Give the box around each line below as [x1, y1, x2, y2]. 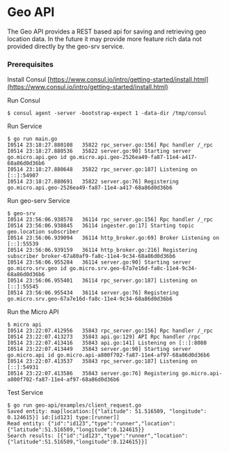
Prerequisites [7, 59, 54, 69]
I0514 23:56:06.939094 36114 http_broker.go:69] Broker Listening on [7, 234, 219, 241]
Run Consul [7, 96, 40, 105]
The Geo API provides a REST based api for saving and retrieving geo [7, 27, 207, 36]
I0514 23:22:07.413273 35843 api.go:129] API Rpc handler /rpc [7, 333, 200, 340]
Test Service [7, 389, 44, 397]
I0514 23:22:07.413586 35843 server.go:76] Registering [7, 370, 179, 377]
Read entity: [7, 420, 45, 428]
